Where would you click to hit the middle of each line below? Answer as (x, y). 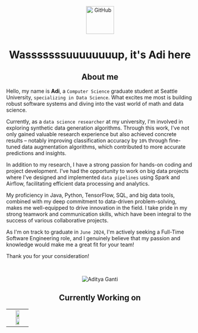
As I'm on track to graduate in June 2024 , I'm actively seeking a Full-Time (95, 232)
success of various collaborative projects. (57, 220)
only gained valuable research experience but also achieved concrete (92, 134)
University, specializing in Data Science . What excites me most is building (99, 97)
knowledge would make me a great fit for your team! (70, 244)
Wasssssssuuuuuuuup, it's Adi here (100, 55)
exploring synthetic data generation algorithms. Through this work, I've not (98, 128)
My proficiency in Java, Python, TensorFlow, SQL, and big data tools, (91, 195)
